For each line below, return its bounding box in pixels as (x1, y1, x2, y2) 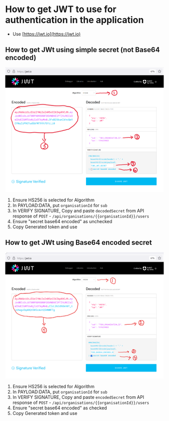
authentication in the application (5, 14, 144, 26)
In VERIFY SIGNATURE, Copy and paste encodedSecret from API (12, 394, 144, 400)
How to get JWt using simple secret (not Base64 (5, 45, 160, 54)
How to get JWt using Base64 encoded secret (5, 238, 152, 247)
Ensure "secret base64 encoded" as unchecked (12, 218, 112, 224)
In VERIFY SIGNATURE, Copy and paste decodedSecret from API (12, 207, 144, 214)
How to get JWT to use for (5, 4, 117, 15)
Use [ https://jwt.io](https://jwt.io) (12, 31, 81, 37)
